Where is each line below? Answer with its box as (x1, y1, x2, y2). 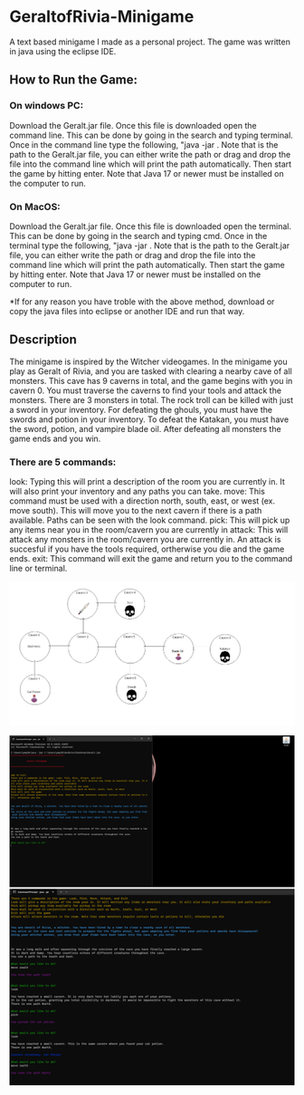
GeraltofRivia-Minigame (9, 6, 195, 27)
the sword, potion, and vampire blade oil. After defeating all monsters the (9, 423, 282, 434)
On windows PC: (9, 100, 84, 112)
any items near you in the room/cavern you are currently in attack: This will (9, 524, 289, 535)
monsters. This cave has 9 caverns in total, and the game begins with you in (9, 375, 293, 386)
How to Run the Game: (9, 72, 138, 88)
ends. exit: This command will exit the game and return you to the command (9, 553, 293, 564)
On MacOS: (9, 200, 61, 213)
